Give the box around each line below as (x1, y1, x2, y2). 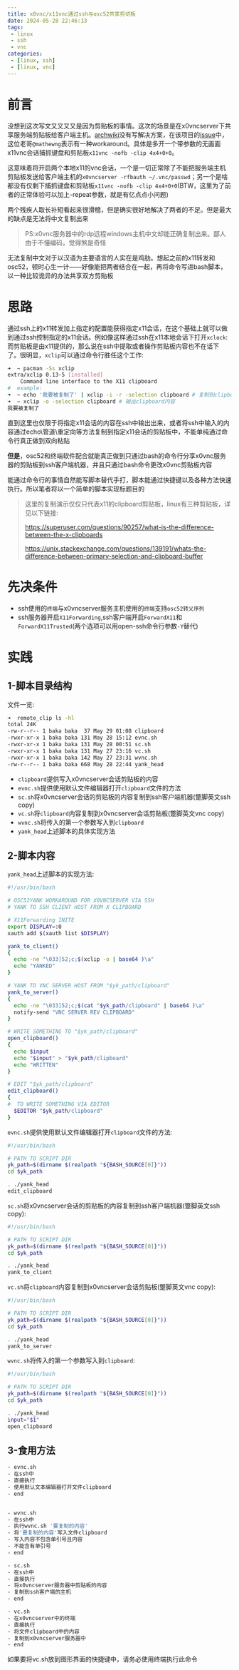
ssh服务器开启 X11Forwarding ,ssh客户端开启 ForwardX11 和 (17, 613, 183, 621)
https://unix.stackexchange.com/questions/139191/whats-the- (24, 544, 207, 553)
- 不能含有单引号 (7, 1542, 51, 1550)
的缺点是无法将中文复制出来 (7, 214, 89, 223)
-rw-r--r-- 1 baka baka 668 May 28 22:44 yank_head (7, 760, 164, 768)
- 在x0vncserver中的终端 (7, 1614, 76, 1621)
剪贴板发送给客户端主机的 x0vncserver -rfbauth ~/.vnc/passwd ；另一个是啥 (7, 172, 228, 180)
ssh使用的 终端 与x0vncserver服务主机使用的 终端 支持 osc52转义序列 (17, 604, 205, 612)
